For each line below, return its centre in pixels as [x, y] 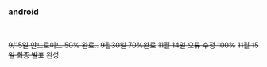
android [24, 12]
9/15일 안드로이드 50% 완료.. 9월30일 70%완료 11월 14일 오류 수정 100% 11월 [129, 45]
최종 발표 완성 [38, 55]
